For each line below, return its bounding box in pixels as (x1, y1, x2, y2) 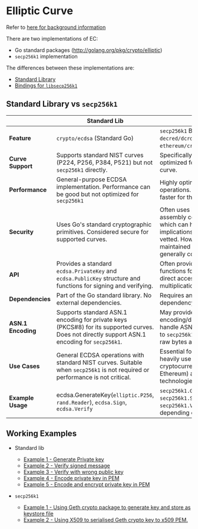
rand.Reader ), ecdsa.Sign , (56, 398, 127, 406)
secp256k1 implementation (14, 53, 78, 60)
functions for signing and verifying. (56, 282, 153, 290)
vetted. (160, 235, 179, 243)
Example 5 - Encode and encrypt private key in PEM (23, 481, 150, 488)
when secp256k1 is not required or (56, 365, 150, 374)
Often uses (160, 205, 190, 214)
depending (160, 409, 190, 417)
